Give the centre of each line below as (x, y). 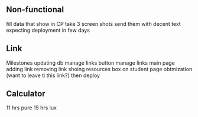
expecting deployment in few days (48, 30)
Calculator (26, 94)
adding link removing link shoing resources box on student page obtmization (99, 69)
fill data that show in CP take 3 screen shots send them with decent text (94, 24)
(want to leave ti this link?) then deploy (53, 75)
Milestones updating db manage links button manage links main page (91, 63)
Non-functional (35, 10)
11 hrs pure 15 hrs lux (32, 108)
